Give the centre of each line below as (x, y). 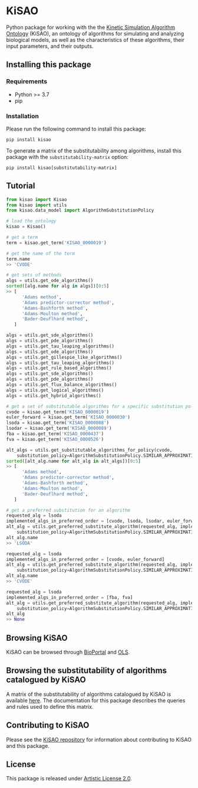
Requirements (27, 82)
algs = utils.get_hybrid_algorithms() (54, 395)
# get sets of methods (34, 275)
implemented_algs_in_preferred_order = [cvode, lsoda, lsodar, (85, 521)
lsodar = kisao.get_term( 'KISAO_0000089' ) (59, 429)
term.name (18, 259)
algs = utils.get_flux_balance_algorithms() (62, 385)
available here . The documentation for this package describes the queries (96, 700)
